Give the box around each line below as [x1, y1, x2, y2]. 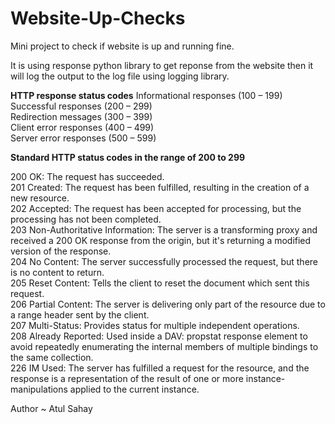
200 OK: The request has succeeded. [10, 170, 165, 182]
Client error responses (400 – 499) [10, 121, 155, 133]
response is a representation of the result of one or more [10, 372, 244, 384]
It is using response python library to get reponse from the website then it [10, 59, 314, 71]
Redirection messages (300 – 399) [10, 110, 153, 122]
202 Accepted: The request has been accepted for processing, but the [10, 202, 302, 214]
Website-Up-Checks [10, 7, 186, 30]
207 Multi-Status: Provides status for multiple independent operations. [10, 319, 300, 331]
